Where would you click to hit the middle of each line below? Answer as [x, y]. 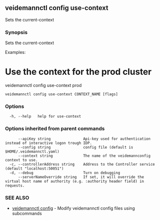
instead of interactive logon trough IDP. [48, 143]
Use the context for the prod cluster [78, 72]
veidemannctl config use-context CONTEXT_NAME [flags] [62, 94]
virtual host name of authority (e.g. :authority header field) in [75, 181]
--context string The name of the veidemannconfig [84, 156]
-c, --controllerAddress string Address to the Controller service [82, 164]
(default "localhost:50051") [34, 169]
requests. [15, 186]
